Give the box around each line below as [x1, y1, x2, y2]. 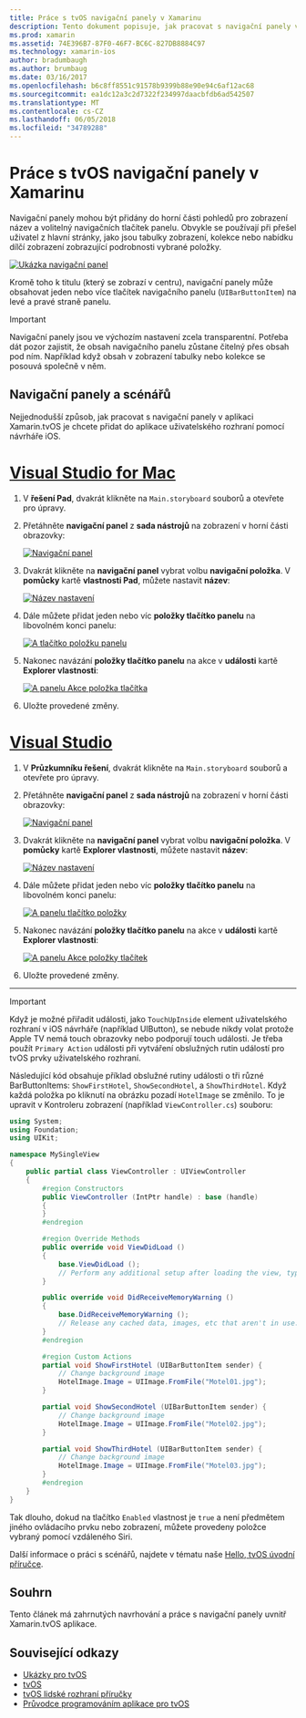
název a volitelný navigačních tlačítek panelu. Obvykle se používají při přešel [9, 222, 297, 233]
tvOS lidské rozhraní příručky [22, 1689, 132, 1700]
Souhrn [9, 1585, 53, 1600]
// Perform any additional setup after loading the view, [57, 1268, 283, 1278]
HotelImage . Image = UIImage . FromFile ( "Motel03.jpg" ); [57, 1461, 267, 1471]
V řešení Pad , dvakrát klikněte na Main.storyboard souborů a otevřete [22, 492, 284, 503]
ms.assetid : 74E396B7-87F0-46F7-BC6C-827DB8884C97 [9, 38, 206, 48]
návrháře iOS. [9, 430, 61, 441]
